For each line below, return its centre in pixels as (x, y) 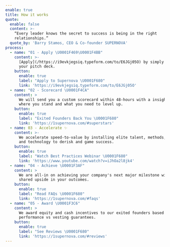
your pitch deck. (37, 66)
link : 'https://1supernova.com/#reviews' (63, 236)
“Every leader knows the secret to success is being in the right (86, 33)
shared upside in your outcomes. (54, 180)
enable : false (25, 24)
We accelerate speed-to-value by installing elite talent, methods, (92, 137)
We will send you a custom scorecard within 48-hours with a (84, 99)
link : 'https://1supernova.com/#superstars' (66, 123)
